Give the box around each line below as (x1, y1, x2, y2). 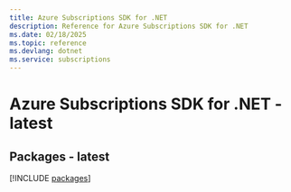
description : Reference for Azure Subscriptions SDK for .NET (9, 22, 249, 31)
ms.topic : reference (9, 38, 88, 48)
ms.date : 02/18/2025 (9, 30, 88, 39)
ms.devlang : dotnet (9, 47, 83, 56)
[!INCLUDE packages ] (9, 173, 91, 183)
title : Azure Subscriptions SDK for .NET (9, 13, 168, 23)
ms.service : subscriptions (9, 55, 111, 64)
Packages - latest (9, 149, 110, 164)
